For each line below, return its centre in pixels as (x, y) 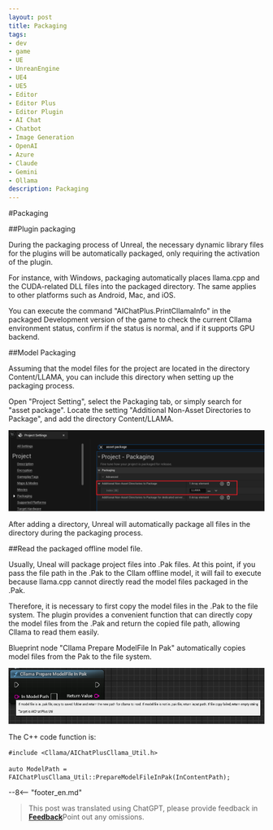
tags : (17, 34)
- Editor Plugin (36, 112)
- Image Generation (41, 138)
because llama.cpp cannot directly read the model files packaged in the (128, 582)
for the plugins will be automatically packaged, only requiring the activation (134, 253)
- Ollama (23, 180)
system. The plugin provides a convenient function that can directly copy (131, 614)
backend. (24, 337)
